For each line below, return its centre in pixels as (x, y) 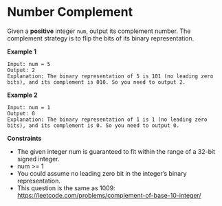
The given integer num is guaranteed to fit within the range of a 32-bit (116, 151)
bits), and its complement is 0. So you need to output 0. (93, 125)
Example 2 (22, 95)
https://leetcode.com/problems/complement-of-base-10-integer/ (109, 195)
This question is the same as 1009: (66, 188)
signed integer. (38, 159)
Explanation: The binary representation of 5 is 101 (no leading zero (110, 76)
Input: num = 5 (29, 64)
